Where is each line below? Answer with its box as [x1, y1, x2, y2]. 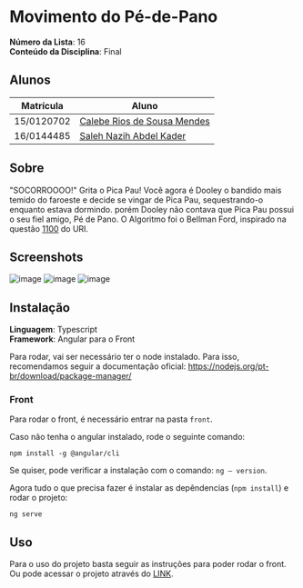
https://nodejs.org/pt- [187, 361, 270, 372]
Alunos [9, 73, 52, 88]
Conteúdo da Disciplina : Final [9, 45, 122, 56]
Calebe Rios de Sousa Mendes [79, 115, 211, 127]
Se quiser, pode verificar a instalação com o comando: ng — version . [9, 465, 268, 476]
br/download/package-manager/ [9, 371, 132, 382]
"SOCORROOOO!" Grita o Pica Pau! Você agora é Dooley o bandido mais [9, 184, 282, 195]
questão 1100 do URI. [9, 223, 89, 234]
